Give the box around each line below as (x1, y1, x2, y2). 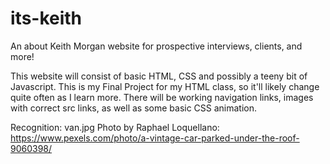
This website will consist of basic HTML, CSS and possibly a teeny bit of (10, 70, 308, 82)
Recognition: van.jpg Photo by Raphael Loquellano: (10, 121, 220, 133)
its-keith (10, 7, 83, 30)
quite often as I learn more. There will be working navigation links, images (10, 91, 314, 103)
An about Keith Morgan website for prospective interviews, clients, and (10, 40, 303, 52)
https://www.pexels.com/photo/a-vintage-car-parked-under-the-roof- (10, 132, 300, 144)
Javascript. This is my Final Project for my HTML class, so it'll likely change (10, 80, 320, 92)
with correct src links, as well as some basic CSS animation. (10, 102, 258, 114)
